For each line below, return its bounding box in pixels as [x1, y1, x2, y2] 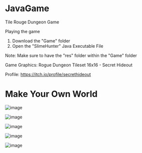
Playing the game [5, 28, 40, 34]
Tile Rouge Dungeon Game [5, 19, 60, 25]
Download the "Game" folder [12, 38, 71, 44]
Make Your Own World [5, 89, 98, 100]
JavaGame [5, 3, 50, 14]
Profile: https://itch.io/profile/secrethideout [5, 71, 91, 77]
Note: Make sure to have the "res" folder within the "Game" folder [5, 52, 138, 58]
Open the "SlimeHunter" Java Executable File [12, 43, 103, 49]
